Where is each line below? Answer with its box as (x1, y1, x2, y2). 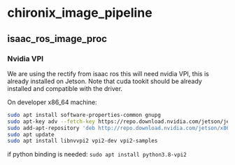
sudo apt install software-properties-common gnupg (7, 111, 161, 118)
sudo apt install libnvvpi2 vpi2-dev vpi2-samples (7, 138, 158, 145)
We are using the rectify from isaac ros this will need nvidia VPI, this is (7, 69, 210, 78)
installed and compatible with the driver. (7, 84, 123, 92)
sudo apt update (7, 131, 55, 138)
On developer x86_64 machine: (7, 98, 97, 106)
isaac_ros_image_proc (7, 33, 107, 45)
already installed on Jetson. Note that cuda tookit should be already (7, 77, 203, 85)
